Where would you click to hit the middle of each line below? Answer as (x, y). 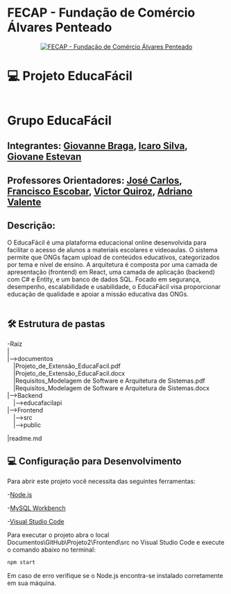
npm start (22, 563)
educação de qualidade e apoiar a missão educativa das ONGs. (98, 294)
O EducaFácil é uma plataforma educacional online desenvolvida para (107, 242)
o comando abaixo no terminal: (51, 550)
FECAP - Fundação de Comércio (101, 13)
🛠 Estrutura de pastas (56, 324)
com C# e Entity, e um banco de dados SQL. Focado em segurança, (104, 279)
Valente (24, 202)
